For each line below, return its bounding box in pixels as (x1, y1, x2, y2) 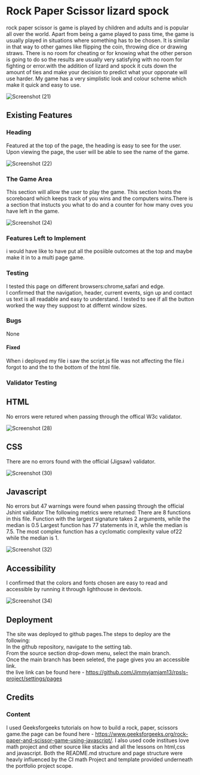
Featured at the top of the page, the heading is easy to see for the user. (6, 142, 182, 149)
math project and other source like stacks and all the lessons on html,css (6, 743, 186, 750)
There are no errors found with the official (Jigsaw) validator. (6, 458, 156, 465)
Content (6, 710, 31, 719)
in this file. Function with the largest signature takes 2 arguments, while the (6, 515, 190, 522)
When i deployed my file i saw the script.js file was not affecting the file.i (6, 358, 184, 365)
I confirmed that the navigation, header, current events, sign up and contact (6, 289, 192, 296)
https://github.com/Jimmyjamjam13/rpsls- (85, 669, 189, 676)
